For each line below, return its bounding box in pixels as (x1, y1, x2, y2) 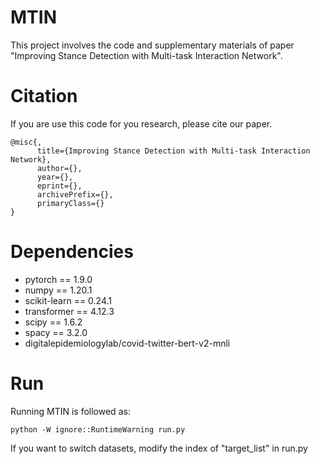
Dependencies (10, 241, 134, 263)
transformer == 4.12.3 (24, 305, 115, 317)
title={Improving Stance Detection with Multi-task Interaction (36, 146, 311, 156)
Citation (10, 85, 78, 108)
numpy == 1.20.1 (24, 284, 93, 296)
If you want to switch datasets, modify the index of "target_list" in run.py (10, 442, 308, 454)
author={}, (36, 163, 83, 173)
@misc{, (10, 137, 43, 147)
